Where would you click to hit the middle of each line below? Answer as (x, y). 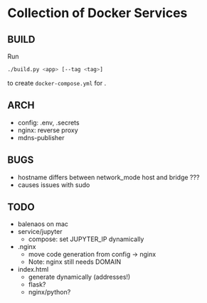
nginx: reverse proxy (48, 130)
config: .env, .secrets (48, 122)
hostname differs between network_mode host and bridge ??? (108, 177)
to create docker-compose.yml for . (57, 83)
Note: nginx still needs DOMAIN (75, 262)
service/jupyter (40, 232)
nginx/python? (49, 292)
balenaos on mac (43, 224)
